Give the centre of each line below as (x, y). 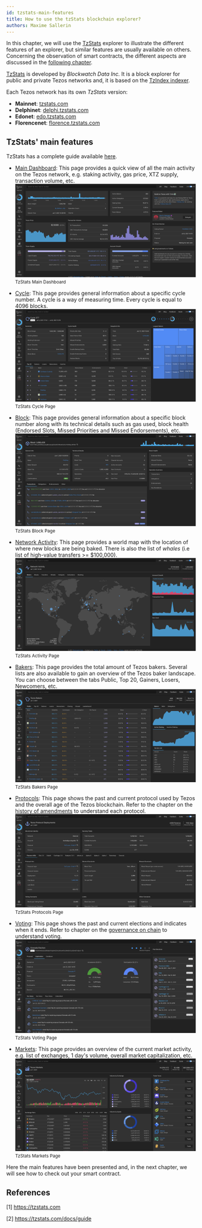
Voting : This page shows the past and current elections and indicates (101, 924)
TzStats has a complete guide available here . (62, 156)
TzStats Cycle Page (35, 406)
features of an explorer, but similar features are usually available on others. (99, 50)
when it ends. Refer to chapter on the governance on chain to (91, 930)
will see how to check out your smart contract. (64, 1174)
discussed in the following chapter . (50, 63)
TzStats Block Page (35, 531)
